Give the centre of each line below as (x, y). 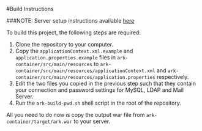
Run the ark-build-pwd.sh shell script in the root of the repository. (98, 103)
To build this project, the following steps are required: (73, 32)
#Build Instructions (30, 9)
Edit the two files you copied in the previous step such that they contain (105, 83)
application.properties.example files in (65, 57)
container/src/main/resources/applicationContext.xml (85, 71)
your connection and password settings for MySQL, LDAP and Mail (99, 90)
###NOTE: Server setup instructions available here (70, 21)
